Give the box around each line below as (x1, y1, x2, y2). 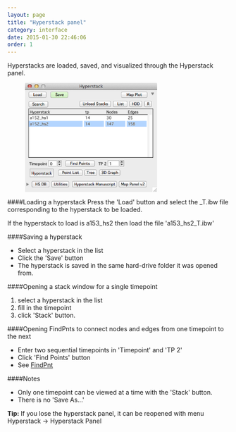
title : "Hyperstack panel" (7, 18, 87, 26)
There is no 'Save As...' (17, 395, 85, 404)
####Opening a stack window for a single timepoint (7, 282, 158, 290)
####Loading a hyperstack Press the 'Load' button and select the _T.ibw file (7, 197, 229, 206)
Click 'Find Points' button (17, 353, 91, 362)
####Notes (7, 374, 41, 383)
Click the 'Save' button (17, 254, 84, 262)
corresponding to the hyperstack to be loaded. (7, 205, 143, 214)
